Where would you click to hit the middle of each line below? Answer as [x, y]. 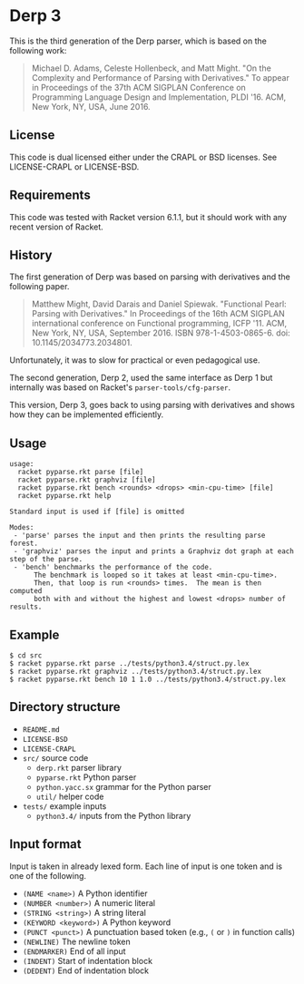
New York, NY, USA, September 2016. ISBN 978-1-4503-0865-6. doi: [161, 333]
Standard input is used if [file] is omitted [97, 512]
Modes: [22, 528]
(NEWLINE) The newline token [77, 941]
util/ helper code [70, 796]
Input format [45, 844]
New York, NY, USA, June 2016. [91, 106]
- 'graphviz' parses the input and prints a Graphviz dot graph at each [154, 551]
